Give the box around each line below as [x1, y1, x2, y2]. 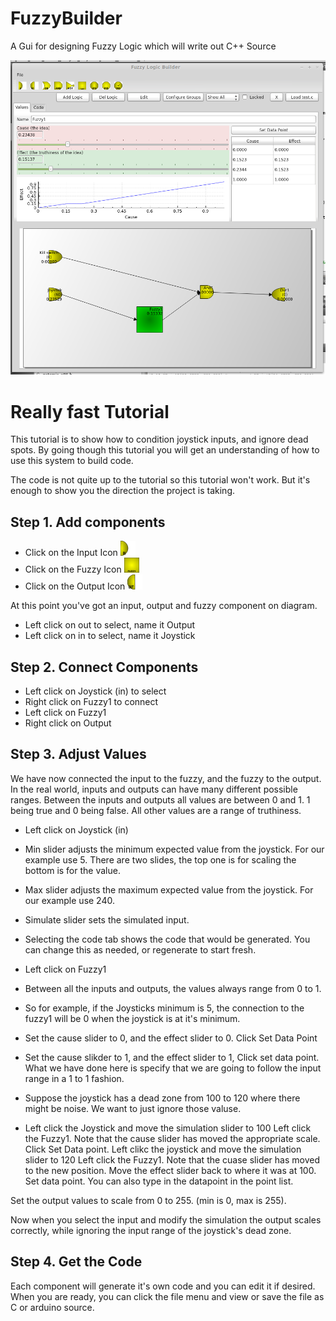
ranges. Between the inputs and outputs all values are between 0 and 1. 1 [10, 793, 311, 806]
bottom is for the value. [24, 864, 121, 876]
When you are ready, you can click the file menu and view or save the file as [10, 1290, 325, 1302]
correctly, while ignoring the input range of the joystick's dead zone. [10, 1224, 292, 1236]
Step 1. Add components [10, 513, 166, 531]
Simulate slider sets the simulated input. [24, 913, 190, 926]
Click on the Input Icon [24, 547, 118, 559]
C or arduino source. [10, 1301, 95, 1313]
